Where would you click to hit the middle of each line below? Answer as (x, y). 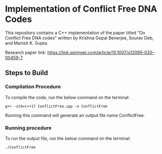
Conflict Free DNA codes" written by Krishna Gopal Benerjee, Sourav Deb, (80, 38)
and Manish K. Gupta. (27, 43)
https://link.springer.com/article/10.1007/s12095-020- (101, 52)
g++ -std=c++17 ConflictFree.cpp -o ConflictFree (56, 106)
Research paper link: (26, 52)
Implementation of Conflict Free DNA (81, 9)
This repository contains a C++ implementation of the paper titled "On (75, 33)
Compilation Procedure (33, 87)
